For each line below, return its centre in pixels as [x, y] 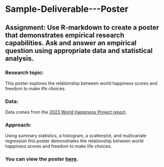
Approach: [18, 125]
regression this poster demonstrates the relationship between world [74, 141]
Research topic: [25, 72]
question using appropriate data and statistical [79, 51]
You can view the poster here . [42, 159]
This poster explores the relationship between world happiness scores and [81, 83]
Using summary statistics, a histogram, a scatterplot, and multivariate [76, 136]
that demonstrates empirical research [65, 35]
